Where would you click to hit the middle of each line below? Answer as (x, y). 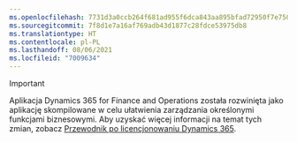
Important (27, 83)
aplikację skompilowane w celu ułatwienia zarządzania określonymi (132, 110)
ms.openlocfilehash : (47, 17)
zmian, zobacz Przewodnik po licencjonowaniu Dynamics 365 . (123, 128)
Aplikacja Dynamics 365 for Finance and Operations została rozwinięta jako (147, 101)
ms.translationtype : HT (53, 34)
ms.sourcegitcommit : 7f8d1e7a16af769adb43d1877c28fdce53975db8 (128, 26)
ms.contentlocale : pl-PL (55, 42)
